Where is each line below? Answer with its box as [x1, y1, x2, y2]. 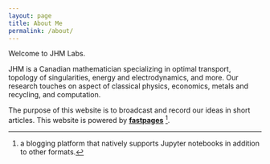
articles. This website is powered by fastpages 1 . [8, 114, 170, 125]
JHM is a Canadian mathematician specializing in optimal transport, [8, 64, 231, 74]
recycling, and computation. [8, 90, 101, 100]
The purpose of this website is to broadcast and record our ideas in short [8, 105, 251, 115]
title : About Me [8, 19, 63, 27]
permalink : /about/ [8, 27, 74, 35]
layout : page [8, 11, 52, 20]
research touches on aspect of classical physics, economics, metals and [8, 81, 249, 91]
